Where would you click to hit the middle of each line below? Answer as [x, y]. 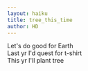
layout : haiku [28, 13]
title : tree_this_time [40, 20]
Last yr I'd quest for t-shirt [45, 53]
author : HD [23, 26]
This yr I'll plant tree [36, 61]
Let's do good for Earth [40, 46]
